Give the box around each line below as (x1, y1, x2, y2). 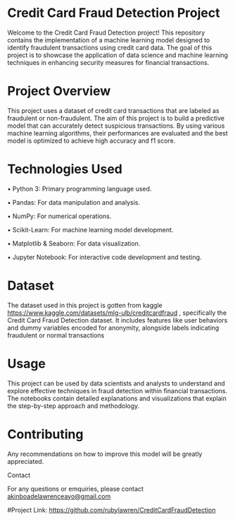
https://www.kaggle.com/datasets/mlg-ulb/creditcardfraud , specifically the (7, 309, 227, 317)
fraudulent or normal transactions (7, 330, 105, 340)
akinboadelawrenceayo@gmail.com (7, 492, 111, 501)
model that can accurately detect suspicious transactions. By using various (7, 121, 225, 130)
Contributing (7, 426, 84, 442)
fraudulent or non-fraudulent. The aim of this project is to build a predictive (7, 114, 225, 122)
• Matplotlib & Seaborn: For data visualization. (7, 239, 141, 248)
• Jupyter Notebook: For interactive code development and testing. (7, 253, 202, 261)
